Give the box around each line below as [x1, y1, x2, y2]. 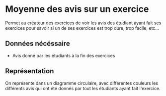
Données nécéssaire [5, 40, 71, 48]
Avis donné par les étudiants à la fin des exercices [12, 52, 115, 58]
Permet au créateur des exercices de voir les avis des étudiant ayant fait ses [5, 20, 162, 26]
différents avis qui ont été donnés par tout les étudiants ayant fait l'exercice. [5, 85, 161, 91]
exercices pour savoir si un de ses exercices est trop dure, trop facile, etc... [5, 25, 159, 31]
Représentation [5, 67, 54, 75]
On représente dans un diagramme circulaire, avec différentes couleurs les [5, 80, 158, 86]
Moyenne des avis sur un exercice [5, 3, 149, 15]
